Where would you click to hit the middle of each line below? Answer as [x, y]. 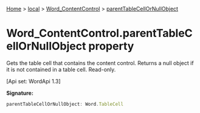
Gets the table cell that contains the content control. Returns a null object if [100, 63]
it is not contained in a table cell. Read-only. [61, 69]
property [111, 46]
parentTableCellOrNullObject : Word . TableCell [65, 104]
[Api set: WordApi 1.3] [33, 81]
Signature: [20, 93]
